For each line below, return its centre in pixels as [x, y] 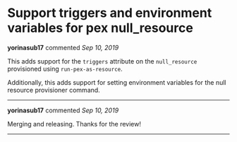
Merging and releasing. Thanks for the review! [74, 124]
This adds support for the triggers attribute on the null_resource [102, 61]
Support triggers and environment [110, 13]
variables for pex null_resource [101, 28]
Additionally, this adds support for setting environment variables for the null [117, 82]
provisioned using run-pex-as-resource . [65, 69]
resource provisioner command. [54, 90]
